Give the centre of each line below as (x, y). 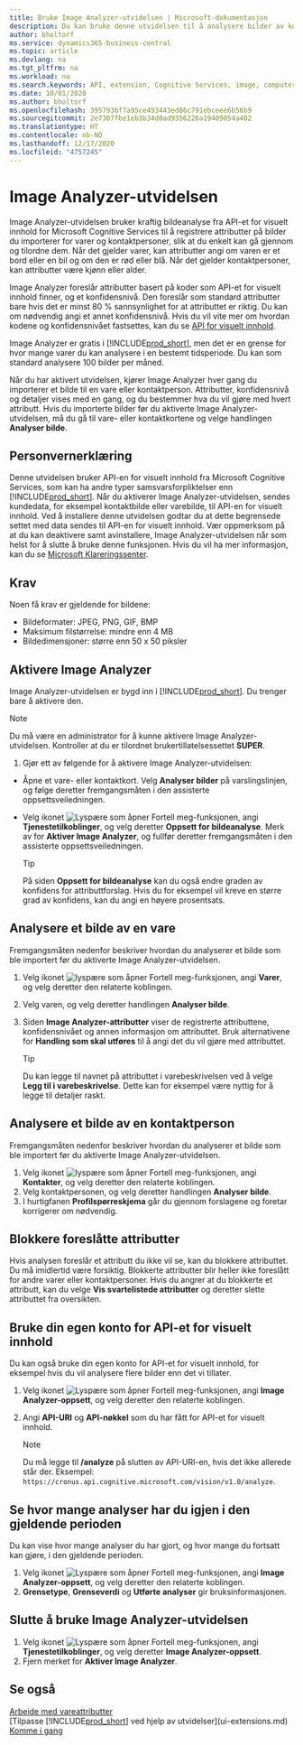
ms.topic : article (44, 51)
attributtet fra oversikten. (55, 1299)
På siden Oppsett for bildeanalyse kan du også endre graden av (142, 881)
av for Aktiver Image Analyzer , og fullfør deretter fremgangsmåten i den (157, 836)
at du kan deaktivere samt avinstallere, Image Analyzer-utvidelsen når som (148, 535)
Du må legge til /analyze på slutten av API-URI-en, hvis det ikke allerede (156, 1462)
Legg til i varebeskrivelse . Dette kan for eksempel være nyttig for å (147, 1085)
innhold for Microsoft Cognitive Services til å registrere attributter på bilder (148, 231)
